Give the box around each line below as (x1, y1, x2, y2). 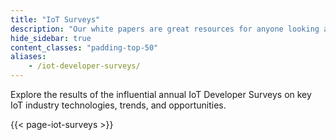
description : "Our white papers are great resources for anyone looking (10, 24, 320, 34)
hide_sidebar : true (10, 33, 92, 43)
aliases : (10, 52, 47, 62)
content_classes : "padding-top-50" (10, 42, 159, 53)
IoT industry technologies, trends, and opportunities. (10, 99, 227, 111)
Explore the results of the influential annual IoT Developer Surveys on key (10, 89, 312, 100)
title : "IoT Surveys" (10, 14, 101, 25)
